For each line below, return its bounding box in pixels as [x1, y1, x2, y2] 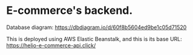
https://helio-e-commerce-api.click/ [6, 42, 96, 49]
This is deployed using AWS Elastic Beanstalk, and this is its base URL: [6, 35, 183, 42]
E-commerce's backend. [6, 4, 133, 18]
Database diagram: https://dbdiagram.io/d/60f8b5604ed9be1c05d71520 [6, 24, 187, 31]
